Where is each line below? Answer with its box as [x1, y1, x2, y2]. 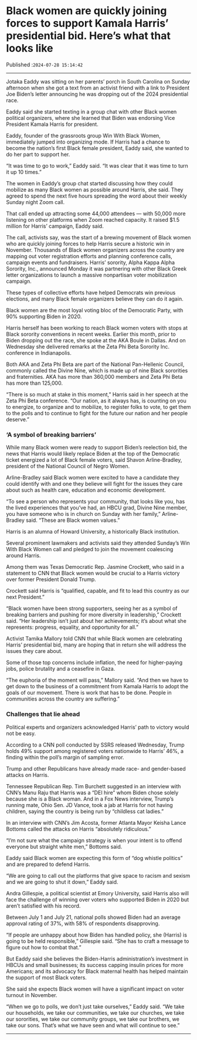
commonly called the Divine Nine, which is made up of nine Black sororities [6, 366, 188, 374]
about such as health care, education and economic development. [6, 486, 166, 494]
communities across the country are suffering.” [6, 695, 120, 702]
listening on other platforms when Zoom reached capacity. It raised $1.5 [6, 216, 180, 223]
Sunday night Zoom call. [6, 198, 65, 205]
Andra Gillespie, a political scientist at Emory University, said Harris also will [6, 889, 189, 896]
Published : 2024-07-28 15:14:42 [6, 61, 83, 68]
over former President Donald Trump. [6, 576, 97, 583]
